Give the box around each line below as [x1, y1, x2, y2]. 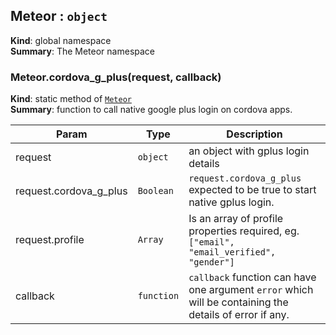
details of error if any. [188, 308, 290, 322]
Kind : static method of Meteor [10, 93, 132, 105]
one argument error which [188, 283, 314, 297]
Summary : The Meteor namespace [10, 45, 156, 57]
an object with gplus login [188, 144, 310, 158]
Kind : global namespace [10, 34, 112, 46]
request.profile [15, 233, 85, 247]
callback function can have [188, 270, 317, 284]
